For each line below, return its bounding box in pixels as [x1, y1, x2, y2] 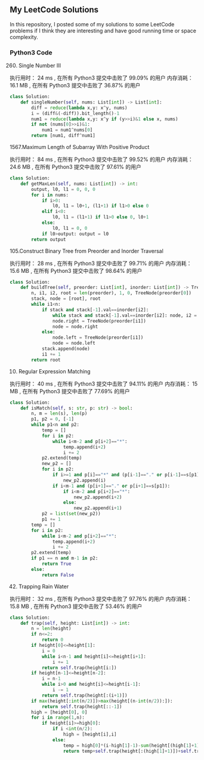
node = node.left [52, 341, 96, 346]
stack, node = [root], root [31, 296, 101, 302]
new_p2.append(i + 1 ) [73, 505, 122, 511]
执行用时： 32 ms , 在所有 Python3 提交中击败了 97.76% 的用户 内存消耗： [10, 595, 193, 602]
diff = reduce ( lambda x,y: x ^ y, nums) [31, 105, 128, 111]
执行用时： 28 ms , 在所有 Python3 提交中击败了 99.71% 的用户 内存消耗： [10, 260, 192, 267]
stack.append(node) [41, 346, 90, 352]
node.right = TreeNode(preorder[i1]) [52, 318, 147, 324]
